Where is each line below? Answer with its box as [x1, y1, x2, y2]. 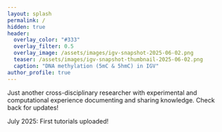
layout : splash [7, 10, 52, 18]
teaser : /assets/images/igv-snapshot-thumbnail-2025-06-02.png [13, 56, 203, 63]
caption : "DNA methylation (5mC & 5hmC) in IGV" [13, 62, 159, 70]
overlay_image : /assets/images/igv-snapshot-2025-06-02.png [13, 50, 194, 57]
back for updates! [7, 103, 58, 112]
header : [7, 29, 30, 37]
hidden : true [7, 23, 46, 30]
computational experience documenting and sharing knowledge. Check [7, 95, 215, 104]
